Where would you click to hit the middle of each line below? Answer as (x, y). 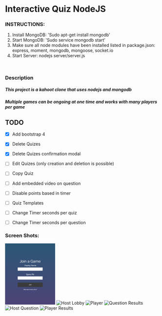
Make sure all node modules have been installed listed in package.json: (83, 45)
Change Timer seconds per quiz (44, 213)
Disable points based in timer (41, 193)
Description (19, 78)
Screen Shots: (22, 235)
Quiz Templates (28, 203)
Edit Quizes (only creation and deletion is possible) (63, 164)
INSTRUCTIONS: (25, 24)
